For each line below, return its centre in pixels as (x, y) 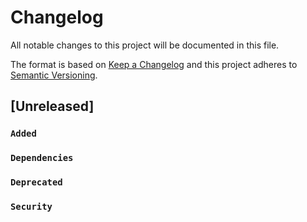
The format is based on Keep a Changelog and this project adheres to (154, 64)
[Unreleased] (52, 106)
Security (31, 207)
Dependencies (42, 158)
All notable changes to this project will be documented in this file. (145, 45)
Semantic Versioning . (54, 75)
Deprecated (36, 182)
